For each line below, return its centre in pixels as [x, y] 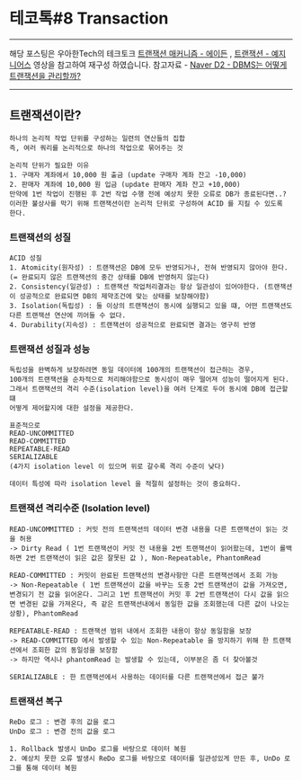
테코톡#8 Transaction [89, 18]
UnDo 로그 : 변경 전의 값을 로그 [62, 731]
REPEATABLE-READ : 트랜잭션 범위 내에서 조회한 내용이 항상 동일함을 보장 [130, 631]
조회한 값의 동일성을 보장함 [75, 650]
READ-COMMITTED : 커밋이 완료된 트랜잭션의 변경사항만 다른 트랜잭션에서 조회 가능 [144, 575]
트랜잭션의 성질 [40, 237]
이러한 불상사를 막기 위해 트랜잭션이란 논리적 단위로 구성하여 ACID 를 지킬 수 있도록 [146, 203]
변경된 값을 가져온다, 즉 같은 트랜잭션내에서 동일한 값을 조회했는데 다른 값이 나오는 [154, 604]
